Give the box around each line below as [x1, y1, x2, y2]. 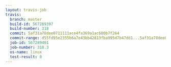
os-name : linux [10, 49, 42, 54]
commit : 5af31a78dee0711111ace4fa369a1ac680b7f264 [10, 31, 120, 36]
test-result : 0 [10, 54, 42, 59]
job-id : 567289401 [10, 40, 49, 45]
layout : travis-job [5, 7, 47, 13]
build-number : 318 [10, 26, 49, 31]
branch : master [10, 17, 42, 22]
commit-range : [10, 36, 40, 41]
